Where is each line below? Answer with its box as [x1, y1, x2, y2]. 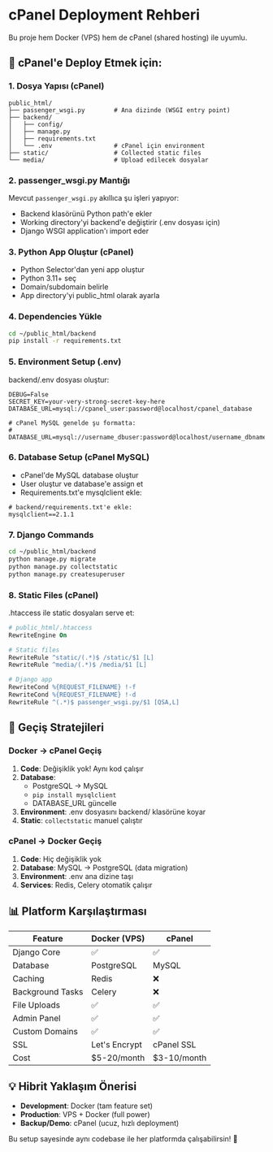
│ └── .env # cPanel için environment [8, 141, 206, 149]
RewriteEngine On [8, 631, 67, 639]
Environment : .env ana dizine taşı [19, 871, 134, 881]
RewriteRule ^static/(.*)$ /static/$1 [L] [8, 653, 154, 661]
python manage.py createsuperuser [8, 570, 126, 578]
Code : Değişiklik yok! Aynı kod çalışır [19, 764, 144, 773]
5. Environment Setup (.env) [8, 356, 122, 367]
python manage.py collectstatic [8, 562, 118, 570]
